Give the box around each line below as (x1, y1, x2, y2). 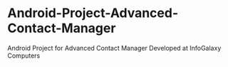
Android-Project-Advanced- (7, 5, 179, 21)
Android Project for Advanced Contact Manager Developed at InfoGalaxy (7, 43, 222, 52)
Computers (7, 51, 41, 60)
